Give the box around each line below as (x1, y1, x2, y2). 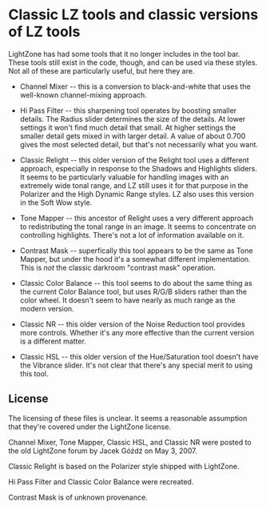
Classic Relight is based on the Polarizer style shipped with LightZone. (8, 461, 240, 471)
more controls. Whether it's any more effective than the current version (19, 327, 255, 337)
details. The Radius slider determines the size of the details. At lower (19, 114, 246, 123)
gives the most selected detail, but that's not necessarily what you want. (19, 139, 258, 149)
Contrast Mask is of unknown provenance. (8, 492, 148, 502)
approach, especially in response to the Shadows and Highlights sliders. (19, 163, 258, 173)
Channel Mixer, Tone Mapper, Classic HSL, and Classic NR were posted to (8, 437, 252, 447)
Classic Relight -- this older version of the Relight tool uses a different (19, 155, 249, 165)
